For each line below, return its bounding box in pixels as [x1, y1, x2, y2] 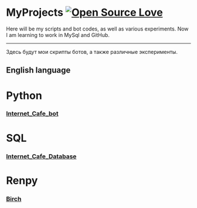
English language [6, 65, 71, 76]
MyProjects [6, 6, 63, 19]
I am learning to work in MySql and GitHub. [6, 31, 110, 38]
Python [6, 88, 42, 102]
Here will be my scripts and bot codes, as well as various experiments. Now [6, 25, 189, 32]
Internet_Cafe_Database [6, 152, 77, 161]
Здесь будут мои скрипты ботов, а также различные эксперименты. [6, 48, 178, 55]
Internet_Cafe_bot [6, 110, 59, 118]
